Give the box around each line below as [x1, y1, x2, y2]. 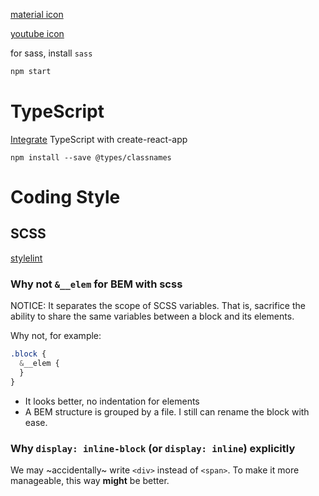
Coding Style [10, 186, 121, 208]
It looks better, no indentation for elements [24, 395, 200, 407]
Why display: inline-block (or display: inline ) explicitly [10, 441, 296, 455]
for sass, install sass [10, 47, 93, 59]
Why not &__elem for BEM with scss [10, 277, 183, 291]
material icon [10, 9, 64, 20]
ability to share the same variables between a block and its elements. [10, 310, 295, 323]
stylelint [10, 252, 43, 264]
